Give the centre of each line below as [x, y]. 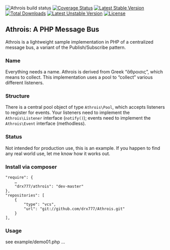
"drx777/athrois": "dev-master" [49, 186]
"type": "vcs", [40, 204]
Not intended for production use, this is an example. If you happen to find [83, 148]
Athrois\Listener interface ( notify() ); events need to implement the [78, 118]
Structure [17, 96]
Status [14, 137]
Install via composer [31, 167]
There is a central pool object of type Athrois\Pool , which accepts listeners [85, 107]
